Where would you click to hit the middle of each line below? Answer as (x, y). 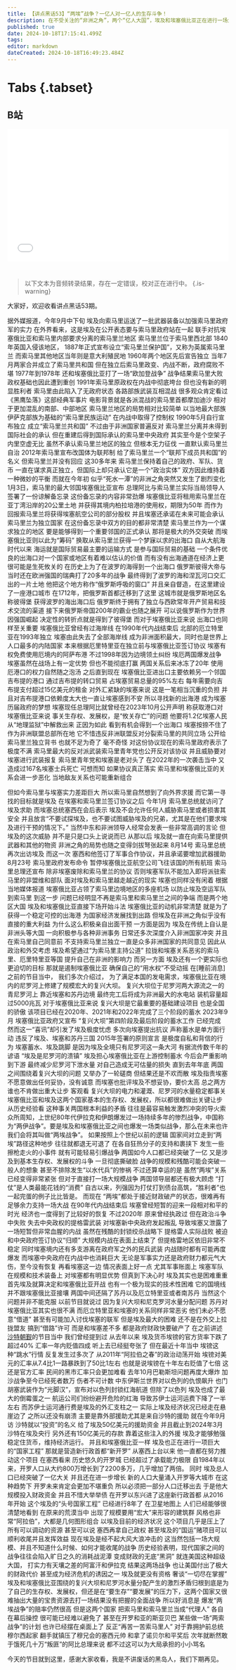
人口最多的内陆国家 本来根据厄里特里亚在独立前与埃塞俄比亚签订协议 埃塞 (113, 646)
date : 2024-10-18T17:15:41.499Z (54, 33)
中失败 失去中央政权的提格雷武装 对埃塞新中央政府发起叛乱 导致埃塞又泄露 (114, 1222)
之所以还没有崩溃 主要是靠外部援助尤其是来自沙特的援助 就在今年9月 (126, 1416)
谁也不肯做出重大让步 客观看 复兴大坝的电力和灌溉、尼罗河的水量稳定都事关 (117, 1091)
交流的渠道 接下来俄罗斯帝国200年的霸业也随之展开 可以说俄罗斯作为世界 (119, 611)
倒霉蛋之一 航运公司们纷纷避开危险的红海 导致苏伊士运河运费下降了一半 (123, 1398)
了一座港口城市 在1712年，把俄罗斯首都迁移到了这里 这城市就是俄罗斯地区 (113, 593)
